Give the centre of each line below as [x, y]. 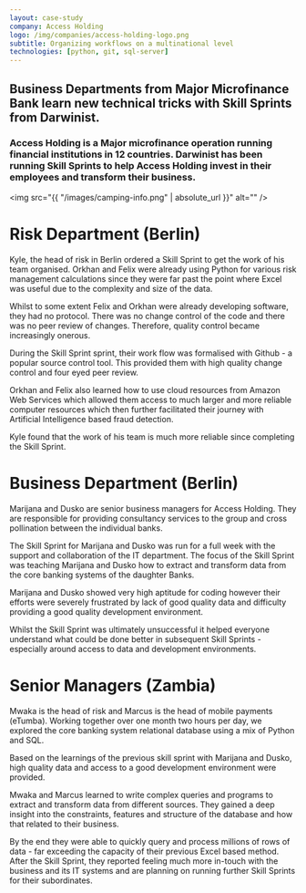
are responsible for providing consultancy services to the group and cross [148, 518]
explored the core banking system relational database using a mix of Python [152, 730]
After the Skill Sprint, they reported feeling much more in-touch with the [144, 861]
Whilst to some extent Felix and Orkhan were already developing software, [149, 306]
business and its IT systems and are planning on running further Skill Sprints [153, 870]
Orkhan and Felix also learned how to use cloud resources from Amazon [145, 389]
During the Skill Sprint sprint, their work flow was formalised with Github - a [151, 353]
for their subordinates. [51, 880]
